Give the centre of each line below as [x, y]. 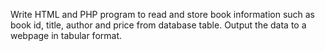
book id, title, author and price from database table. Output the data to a [158, 25]
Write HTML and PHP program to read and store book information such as [163, 14]
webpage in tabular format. [66, 35]
